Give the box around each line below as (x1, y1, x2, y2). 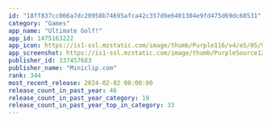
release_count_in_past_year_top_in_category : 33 (8, 101, 175, 109)
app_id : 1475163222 (8, 34, 74, 43)
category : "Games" (8, 19, 70, 27)
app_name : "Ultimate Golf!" (8, 26, 103, 35)
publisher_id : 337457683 (8, 57, 92, 65)
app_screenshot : (8, 49, 63, 57)
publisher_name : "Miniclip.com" (8, 64, 117, 72)
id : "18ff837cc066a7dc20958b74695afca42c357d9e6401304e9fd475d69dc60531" (8, 11, 262, 20)
